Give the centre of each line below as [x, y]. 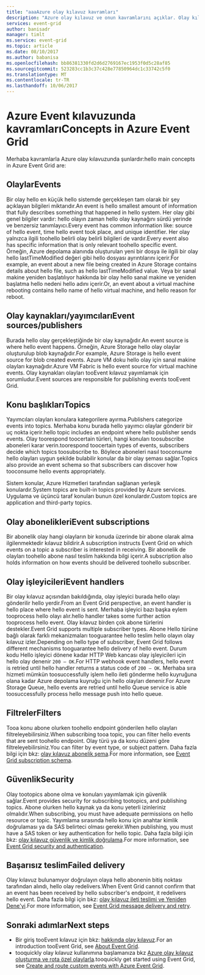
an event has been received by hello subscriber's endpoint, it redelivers [96, 893]
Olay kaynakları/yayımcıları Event [71, 316]
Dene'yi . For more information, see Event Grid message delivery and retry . [99, 906]
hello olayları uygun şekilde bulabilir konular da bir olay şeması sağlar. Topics [102, 458]
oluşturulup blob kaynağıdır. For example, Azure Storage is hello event [94, 353]
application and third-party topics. [49, 503]
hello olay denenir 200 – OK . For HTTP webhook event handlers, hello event [100, 661]
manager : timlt [26, 35]
